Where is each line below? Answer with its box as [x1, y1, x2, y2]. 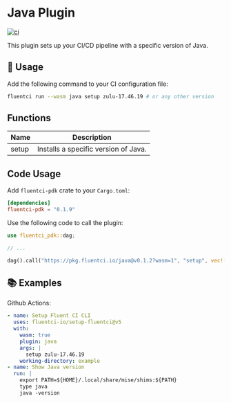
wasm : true [19, 332, 51, 339]
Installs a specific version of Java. [37, 144, 147, 154]
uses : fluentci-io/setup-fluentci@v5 [13, 319, 122, 326]
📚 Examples [7, 277, 62, 289]
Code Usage [7, 168, 61, 179]
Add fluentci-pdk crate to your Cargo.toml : [7, 186, 130, 195]
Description [72, 133, 112, 143]
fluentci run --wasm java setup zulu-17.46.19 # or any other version [7, 93, 214, 100]
